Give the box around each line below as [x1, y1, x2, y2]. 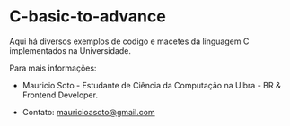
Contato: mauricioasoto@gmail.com [22, 106, 155, 117]
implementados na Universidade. [9, 45, 132, 55]
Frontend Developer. [22, 89, 99, 100]
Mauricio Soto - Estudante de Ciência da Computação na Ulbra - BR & [22, 80, 281, 90]
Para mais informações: [9, 63, 97, 73]
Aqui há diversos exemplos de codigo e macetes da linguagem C [9, 36, 250, 46]
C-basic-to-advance [9, 6, 166, 27]
